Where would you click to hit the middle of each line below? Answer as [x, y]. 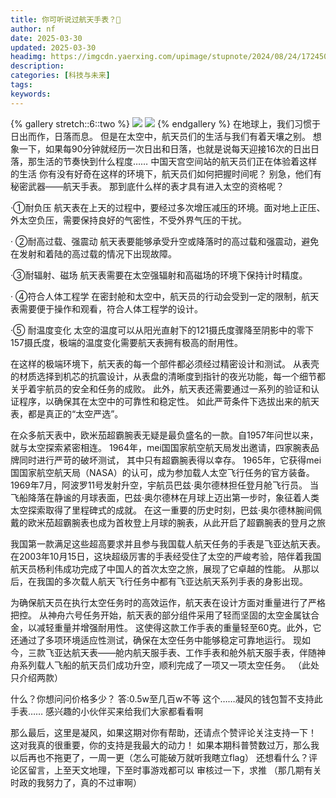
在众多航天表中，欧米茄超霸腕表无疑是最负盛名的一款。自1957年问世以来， [164, 435]
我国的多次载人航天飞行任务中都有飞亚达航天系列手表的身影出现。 [172, 581]
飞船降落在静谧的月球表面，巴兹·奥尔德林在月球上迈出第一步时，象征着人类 [165, 497]
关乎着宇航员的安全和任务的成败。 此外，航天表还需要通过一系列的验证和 [160, 388]
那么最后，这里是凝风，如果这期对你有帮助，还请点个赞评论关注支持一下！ [163, 732]
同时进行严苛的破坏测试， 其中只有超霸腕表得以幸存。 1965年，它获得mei [170, 460]
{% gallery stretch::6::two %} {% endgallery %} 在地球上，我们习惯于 [165, 123]
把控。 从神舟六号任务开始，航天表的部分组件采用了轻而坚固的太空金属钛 [160, 615]
